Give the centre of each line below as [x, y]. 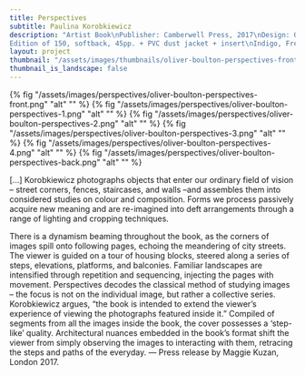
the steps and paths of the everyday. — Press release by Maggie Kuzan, [144, 352]
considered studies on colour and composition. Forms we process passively [152, 199]
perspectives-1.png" [48, 114]
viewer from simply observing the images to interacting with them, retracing [151, 342]
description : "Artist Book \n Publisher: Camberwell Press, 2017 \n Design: [150, 35]
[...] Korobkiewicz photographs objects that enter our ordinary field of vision [152, 179]
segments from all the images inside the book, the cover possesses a [139, 323]
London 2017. [34, 361]
